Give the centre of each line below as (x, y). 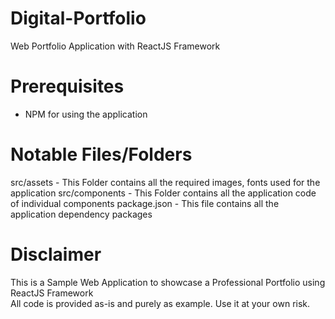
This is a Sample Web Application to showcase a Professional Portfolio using (168, 282)
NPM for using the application (86, 114)
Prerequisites (67, 86)
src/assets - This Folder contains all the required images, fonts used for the (165, 182)
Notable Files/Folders (101, 154)
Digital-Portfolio (78, 18)
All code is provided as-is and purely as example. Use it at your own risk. (160, 303)
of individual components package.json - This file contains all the (145, 203)
